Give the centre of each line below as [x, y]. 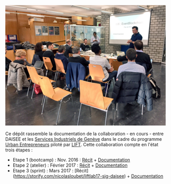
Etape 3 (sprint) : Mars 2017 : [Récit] [50, 170]
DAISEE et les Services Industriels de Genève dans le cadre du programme [83, 139]
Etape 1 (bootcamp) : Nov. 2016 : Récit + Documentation [71, 160]
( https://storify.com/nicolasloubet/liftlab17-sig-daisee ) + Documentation [88, 176]
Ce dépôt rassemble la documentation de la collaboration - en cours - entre [84, 134]
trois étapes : [19, 150]
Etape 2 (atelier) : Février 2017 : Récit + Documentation [70, 165]
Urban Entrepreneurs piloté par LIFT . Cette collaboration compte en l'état [82, 144]
